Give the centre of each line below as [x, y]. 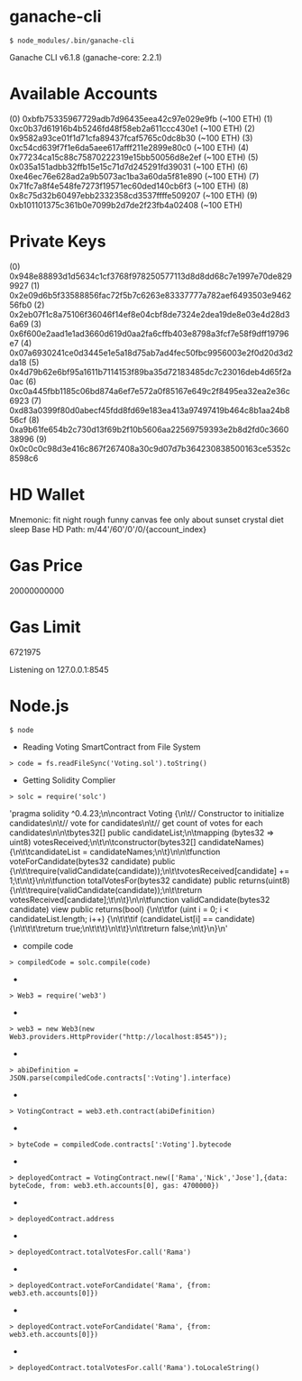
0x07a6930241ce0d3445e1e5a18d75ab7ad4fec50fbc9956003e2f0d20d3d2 [151, 353]
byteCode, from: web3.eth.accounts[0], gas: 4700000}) [114, 1185]
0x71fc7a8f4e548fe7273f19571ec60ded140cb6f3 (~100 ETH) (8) [129, 186]
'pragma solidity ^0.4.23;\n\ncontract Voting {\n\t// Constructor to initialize [147, 813]
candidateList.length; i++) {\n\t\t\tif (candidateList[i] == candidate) [132, 918]
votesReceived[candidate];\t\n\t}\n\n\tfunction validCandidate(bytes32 [140, 899]
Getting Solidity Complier [69, 780]
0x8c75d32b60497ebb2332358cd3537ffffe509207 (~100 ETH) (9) [134, 195]
